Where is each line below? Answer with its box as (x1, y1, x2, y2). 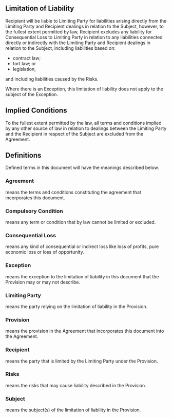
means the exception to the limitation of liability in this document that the (5, 273, 159, 279)
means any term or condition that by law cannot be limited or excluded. (5, 219, 156, 225)
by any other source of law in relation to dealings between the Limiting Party (5, 125, 167, 131)
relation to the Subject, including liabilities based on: (5, 45, 116, 51)
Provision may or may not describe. (5, 279, 81, 285)
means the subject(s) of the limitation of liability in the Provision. (5, 407, 141, 413)
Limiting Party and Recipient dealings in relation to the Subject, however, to (5, 23, 164, 29)
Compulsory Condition (5, 207, 63, 215)
